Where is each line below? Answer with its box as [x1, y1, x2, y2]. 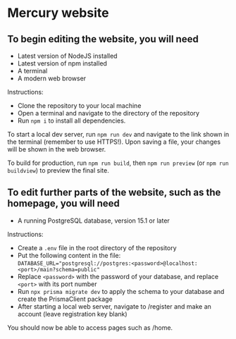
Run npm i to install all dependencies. [17, 116, 126, 125]
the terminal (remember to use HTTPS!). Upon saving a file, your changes [7, 137, 221, 146]
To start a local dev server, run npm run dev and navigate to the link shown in [7, 130, 230, 138]
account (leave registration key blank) [17, 309, 128, 318]
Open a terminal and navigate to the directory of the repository [17, 109, 199, 117]
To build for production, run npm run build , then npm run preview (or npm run [7, 159, 229, 167]
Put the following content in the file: [17, 251, 121, 259]
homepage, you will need [7, 197, 120, 209]
